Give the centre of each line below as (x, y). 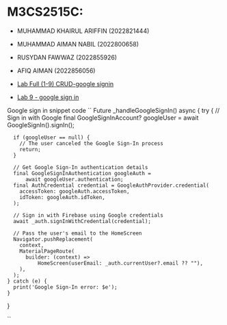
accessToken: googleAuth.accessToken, (75, 191)
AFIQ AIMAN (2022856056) (56, 70)
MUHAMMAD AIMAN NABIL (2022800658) (78, 44)
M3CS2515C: (45, 12)
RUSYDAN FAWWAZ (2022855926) (67, 57)
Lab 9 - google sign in (48, 97)
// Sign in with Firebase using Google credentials (89, 215)
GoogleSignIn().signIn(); (41, 125)
